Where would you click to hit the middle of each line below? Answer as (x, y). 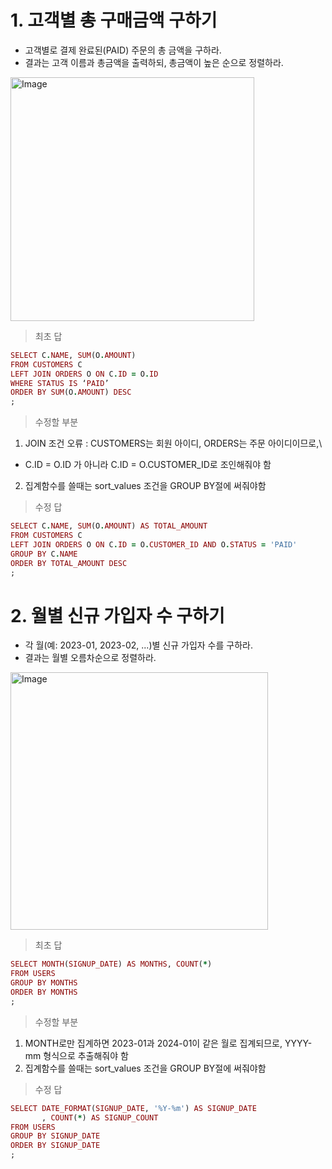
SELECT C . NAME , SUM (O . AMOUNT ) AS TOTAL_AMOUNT (109, 526)
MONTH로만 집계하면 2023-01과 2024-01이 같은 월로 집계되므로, (153, 1043)
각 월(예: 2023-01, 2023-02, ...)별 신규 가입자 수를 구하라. (138, 645)
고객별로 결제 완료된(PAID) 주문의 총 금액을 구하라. (123, 50)
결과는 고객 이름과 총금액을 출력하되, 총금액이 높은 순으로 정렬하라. (154, 62)
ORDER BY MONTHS (44, 992)
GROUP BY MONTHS (44, 983)
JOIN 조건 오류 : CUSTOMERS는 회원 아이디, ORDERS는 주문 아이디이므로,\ (173, 443)
